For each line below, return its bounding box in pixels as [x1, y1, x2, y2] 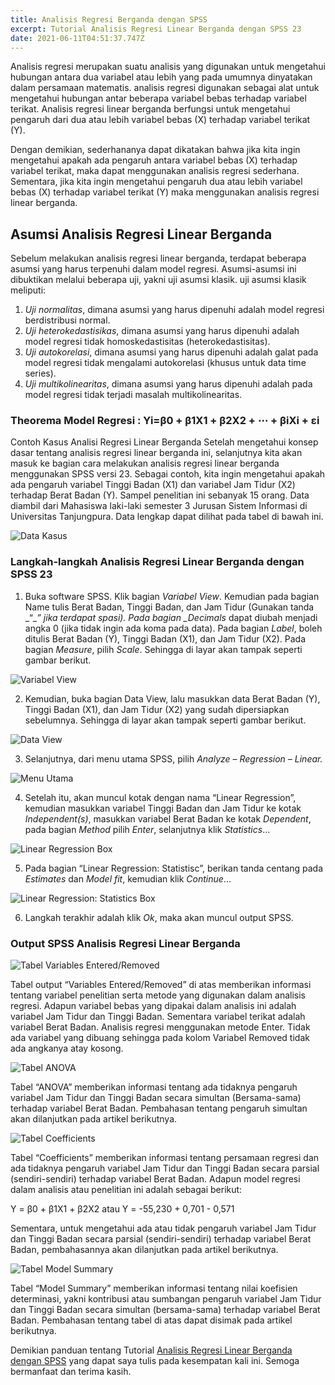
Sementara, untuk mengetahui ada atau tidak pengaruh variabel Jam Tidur [10, 1222, 317, 1235]
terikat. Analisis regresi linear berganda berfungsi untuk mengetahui [10, 103, 291, 115]
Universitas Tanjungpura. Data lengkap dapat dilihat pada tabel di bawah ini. [10, 511, 324, 523]
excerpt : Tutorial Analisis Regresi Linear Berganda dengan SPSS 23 [10, 24, 302, 34]
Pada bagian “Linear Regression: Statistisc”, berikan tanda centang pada [24, 862, 324, 874]
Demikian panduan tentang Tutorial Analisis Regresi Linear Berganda [10, 1344, 293, 1356]
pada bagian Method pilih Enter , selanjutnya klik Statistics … [24, 823, 271, 835]
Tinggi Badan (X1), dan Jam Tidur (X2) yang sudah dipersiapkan [24, 703, 290, 715]
